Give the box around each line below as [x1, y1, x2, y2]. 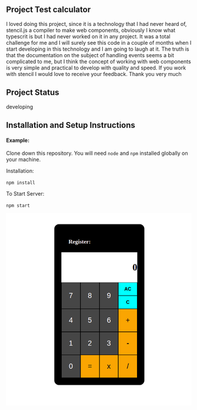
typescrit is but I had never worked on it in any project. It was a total [6, 32, 171, 40]
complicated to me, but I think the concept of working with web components [6, 58, 191, 65]
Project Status [6, 88, 60, 98]
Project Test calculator [6, 5, 91, 15]
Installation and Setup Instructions [6, 120, 135, 130]
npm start [6, 203, 31, 209]
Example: [6, 137, 30, 144]
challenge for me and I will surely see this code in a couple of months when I [6, 39, 192, 46]
